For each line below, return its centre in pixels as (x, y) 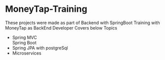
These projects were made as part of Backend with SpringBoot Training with (82, 23)
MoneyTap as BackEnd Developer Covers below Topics (61, 28)
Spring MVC (25, 37)
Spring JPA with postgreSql (40, 48)
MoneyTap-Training (46, 9)
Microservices (27, 53)
